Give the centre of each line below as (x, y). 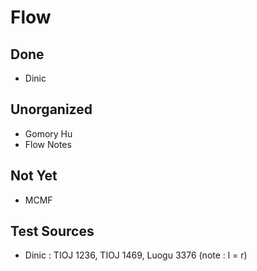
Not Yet (34, 176)
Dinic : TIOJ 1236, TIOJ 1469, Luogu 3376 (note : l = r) (136, 255)
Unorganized (51, 109)
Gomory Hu (48, 133)
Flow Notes (48, 144)
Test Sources (52, 231)
